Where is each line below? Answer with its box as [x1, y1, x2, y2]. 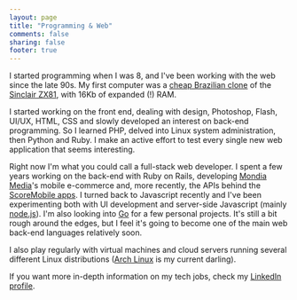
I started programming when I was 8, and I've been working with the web [9, 70, 277, 81]
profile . [9, 280, 35, 291]
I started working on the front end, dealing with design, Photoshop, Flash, [9, 107, 277, 117]
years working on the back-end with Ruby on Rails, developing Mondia [9, 170, 268, 182]
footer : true [9, 46, 58, 55]
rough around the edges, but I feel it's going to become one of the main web [9, 218, 288, 229]
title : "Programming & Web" [9, 21, 113, 30]
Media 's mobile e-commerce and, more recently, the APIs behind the [9, 180, 262, 191]
